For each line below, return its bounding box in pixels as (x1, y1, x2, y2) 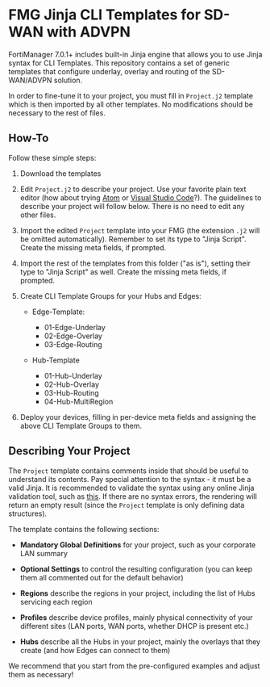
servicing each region (19, 597, 93, 606)
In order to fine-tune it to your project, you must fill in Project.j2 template (8, 90, 254, 100)
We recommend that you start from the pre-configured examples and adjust (8, 660, 260, 671)
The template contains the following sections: (8, 524, 160, 534)
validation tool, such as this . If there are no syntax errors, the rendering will (8, 491, 258, 501)
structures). (8, 509, 48, 518)
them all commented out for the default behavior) (19, 572, 184, 582)
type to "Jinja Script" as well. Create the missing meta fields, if (19, 266, 227, 276)
